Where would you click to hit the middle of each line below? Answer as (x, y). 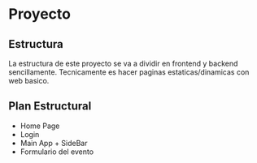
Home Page (40, 126)
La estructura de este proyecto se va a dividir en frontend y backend (123, 63)
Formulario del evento (57, 152)
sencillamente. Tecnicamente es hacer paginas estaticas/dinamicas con (129, 72)
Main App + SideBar (54, 143)
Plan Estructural (50, 106)
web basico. (29, 81)
